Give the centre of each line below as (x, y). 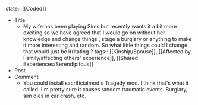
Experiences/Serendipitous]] (58, 64)
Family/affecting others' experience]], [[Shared (80, 58)
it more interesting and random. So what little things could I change (105, 45)
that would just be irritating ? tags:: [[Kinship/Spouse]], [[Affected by (107, 52)
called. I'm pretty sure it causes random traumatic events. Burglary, (105, 89)
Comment (26, 77)
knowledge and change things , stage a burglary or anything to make (107, 39)
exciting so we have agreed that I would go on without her (94, 33)
